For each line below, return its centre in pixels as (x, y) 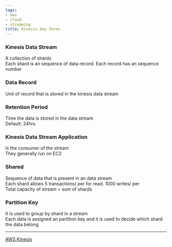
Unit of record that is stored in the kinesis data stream (62, 93)
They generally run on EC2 (34, 154)
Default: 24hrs (20, 124)
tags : (11, 10)
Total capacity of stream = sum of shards (49, 189)
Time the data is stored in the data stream (49, 118)
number (14, 69)
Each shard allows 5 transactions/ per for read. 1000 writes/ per (72, 183)
